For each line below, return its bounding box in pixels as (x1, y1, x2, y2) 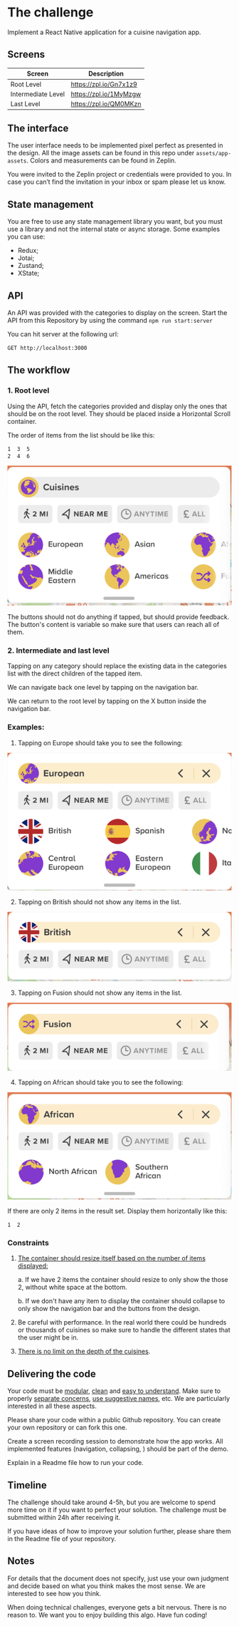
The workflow (7, 364, 70, 376)
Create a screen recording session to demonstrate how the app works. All (7, 1437, 223, 1446)
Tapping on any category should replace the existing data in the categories (7, 662, 228, 670)
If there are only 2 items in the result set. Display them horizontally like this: (7, 1207, 228, 1216)
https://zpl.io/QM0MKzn (70, 100, 142, 108)
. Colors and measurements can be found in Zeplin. (26, 156, 176, 165)
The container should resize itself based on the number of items (17, 1254, 206, 1263)
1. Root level (7, 385, 50, 395)
